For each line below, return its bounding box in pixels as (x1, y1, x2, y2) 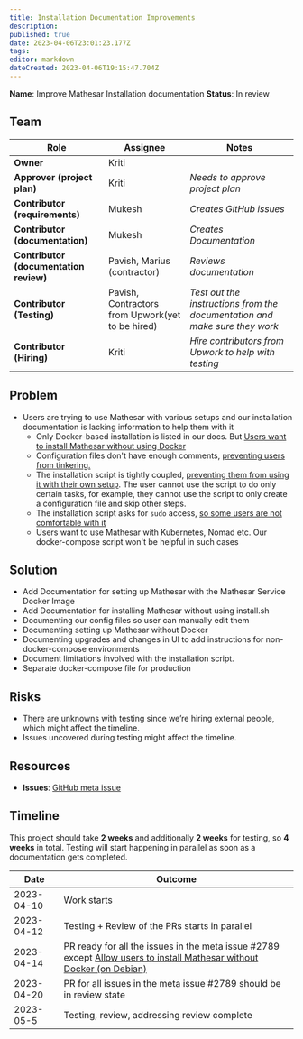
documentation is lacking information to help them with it (22, 421, 234, 432)
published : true (9, 30, 70, 39)
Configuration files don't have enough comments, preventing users (35, 450, 286, 461)
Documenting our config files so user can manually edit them (22, 615, 250, 626)
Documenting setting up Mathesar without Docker (22, 624, 208, 636)
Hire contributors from (189, 335, 284, 347)
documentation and (189, 308, 273, 321)
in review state (63, 988, 126, 1001)
